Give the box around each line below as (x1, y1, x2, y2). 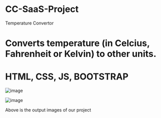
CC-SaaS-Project (5, 3, 79, 15)
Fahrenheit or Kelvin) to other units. (5, 48, 156, 59)
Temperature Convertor (5, 20, 54, 26)
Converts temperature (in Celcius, (5, 37, 150, 49)
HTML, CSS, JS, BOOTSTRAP (5, 71, 129, 82)
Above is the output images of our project (5, 107, 91, 113)
